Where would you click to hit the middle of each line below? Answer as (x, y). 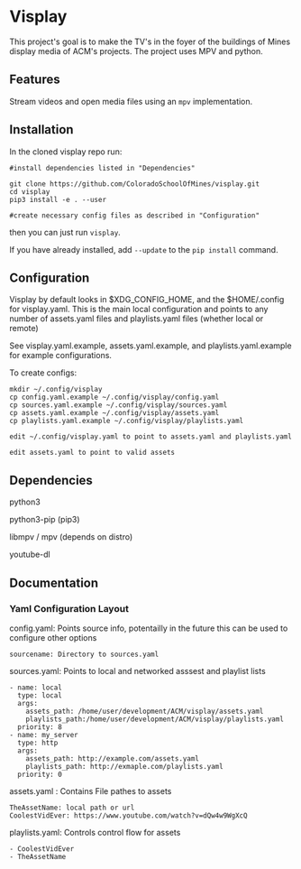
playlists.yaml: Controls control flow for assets (95, 832)
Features (35, 80)
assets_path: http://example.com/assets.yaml (113, 758)
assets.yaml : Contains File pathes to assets (91, 790)
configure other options (53, 637)
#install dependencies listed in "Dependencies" (102, 168)
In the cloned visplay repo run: (66, 152)
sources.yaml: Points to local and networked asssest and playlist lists (137, 670)
